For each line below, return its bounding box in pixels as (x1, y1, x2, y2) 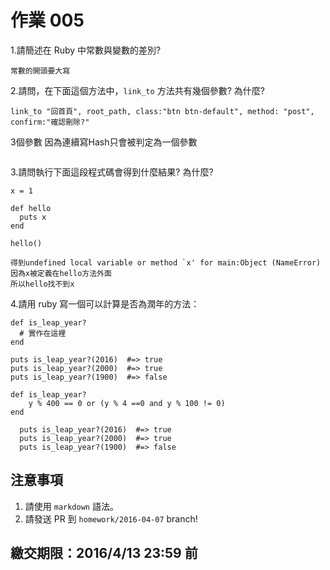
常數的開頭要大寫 (10, 66, 71, 76)
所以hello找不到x (10, 279, 75, 289)
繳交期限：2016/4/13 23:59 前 (10, 545, 198, 562)
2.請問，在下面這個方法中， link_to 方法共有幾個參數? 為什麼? (10, 84, 265, 96)
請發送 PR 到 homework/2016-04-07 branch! (24, 512, 198, 525)
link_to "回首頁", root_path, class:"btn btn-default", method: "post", (10, 106, 315, 116)
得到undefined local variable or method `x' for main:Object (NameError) (10, 257, 322, 268)
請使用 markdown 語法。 (24, 500, 119, 512)
